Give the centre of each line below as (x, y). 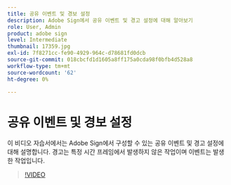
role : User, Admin (34, 27)
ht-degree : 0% (28, 79)
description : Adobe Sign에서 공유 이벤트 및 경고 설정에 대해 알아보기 (100, 20)
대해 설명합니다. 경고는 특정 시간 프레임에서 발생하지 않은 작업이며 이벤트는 (110, 152)
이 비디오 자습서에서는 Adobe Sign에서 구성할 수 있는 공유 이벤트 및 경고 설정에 (116, 143)
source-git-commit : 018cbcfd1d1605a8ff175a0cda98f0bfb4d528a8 (100, 60)
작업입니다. (30, 161)
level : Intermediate (38, 40)
